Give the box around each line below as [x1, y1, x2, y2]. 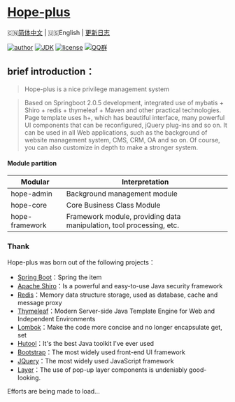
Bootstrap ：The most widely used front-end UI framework [17, 348, 185, 356]
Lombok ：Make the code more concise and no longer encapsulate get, [17, 323, 222, 332]
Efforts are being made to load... [7, 387, 100, 396]
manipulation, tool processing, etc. [66, 220, 180, 230]
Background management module [66, 189, 178, 199]
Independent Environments [17, 315, 96, 323]
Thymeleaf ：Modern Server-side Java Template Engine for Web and [17, 307, 215, 316]
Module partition [7, 159, 57, 168]
